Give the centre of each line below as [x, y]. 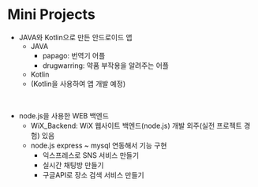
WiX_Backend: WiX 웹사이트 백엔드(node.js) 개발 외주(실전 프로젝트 [136, 125]
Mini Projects [51, 15]
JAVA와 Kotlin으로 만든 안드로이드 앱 [75, 37]
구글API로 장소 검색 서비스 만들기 [93, 174]
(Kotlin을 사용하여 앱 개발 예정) [78, 84]
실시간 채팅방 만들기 [73, 165]
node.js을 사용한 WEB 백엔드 [64, 115]
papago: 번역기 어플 [74, 55]
